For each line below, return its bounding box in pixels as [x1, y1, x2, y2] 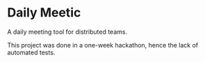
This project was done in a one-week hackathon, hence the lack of [7, 41, 199, 49]
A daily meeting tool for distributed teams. [7, 28, 127, 36]
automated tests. [7, 48, 56, 56]
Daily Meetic [7, 5, 81, 21]
